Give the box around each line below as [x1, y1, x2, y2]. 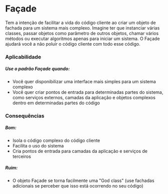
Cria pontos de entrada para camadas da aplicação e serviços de [12, 148, 148, 154]
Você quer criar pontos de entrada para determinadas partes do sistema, [12, 89, 163, 95]
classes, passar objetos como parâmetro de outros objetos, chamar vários [5, 30, 159, 36]
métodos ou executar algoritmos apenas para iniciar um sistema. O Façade [5, 36, 160, 42]
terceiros [12, 153, 31, 159]
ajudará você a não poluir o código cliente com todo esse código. [5, 41, 140, 47]
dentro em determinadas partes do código [12, 100, 100, 106]
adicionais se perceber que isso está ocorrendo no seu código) [12, 182, 144, 188]
